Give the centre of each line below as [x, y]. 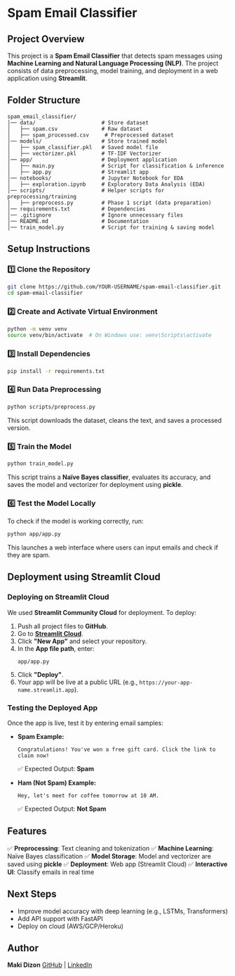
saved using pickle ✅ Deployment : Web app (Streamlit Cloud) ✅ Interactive [117, 864]
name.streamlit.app [46, 690]
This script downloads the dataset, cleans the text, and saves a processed [115, 420]
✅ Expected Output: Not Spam [62, 809]
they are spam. [29, 554]
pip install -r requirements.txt [56, 371]
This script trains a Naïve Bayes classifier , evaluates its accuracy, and [109, 477]
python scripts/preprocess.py [52, 407]
